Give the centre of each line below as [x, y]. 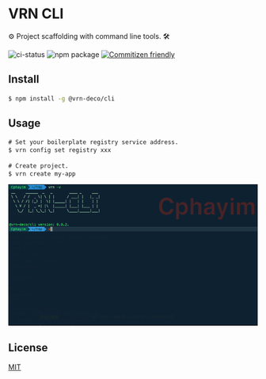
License [28, 348]
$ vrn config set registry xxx [60, 150]
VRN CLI [36, 14]
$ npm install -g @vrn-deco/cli [61, 99]
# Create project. [38, 166]
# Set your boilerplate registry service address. [93, 142]
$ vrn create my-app [42, 174]
